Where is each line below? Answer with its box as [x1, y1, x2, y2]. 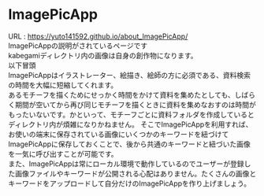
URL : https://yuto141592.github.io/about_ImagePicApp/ [8, 31, 188, 41]
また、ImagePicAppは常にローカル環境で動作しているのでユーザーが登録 [8, 159, 244, 168]
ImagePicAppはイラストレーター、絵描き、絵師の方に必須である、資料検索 [8, 70, 251, 80]
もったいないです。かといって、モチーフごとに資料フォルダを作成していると [8, 109, 255, 119]
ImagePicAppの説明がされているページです [8, 41, 148, 50]
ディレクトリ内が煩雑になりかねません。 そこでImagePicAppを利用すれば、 [8, 120, 253, 129]
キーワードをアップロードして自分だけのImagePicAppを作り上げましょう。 [8, 179, 251, 188]
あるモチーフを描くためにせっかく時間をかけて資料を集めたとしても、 [8, 90, 235, 99]
